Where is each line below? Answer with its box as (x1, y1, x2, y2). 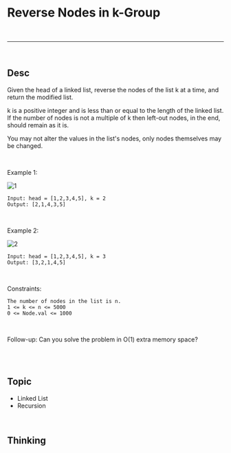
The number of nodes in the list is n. (7, 297, 122, 304)
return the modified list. (7, 93, 74, 101)
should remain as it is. (7, 120, 69, 129)
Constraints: (7, 284, 42, 293)
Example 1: (7, 168, 38, 176)
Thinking (7, 434, 47, 446)
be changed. (7, 141, 43, 149)
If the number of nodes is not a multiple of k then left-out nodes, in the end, (7, 114, 221, 122)
